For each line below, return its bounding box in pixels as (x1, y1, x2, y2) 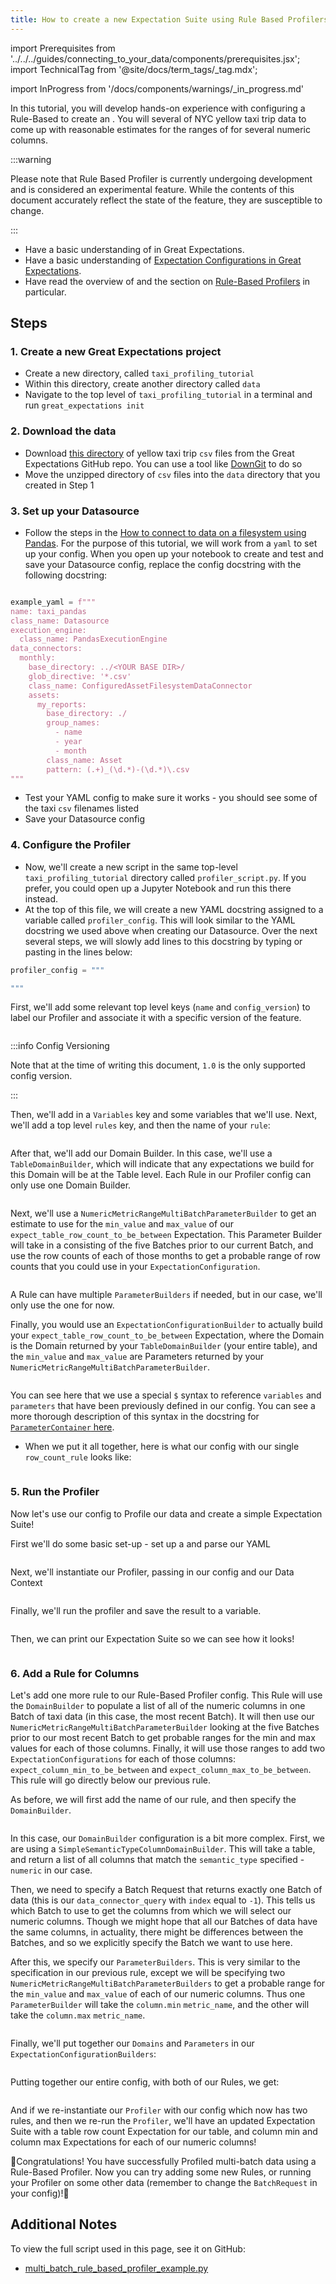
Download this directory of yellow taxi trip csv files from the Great (24, 447, 295, 459)
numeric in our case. (10, 1864, 93, 1876)
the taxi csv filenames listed (24, 802, 140, 815)
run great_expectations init (24, 399, 145, 411)
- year (54, 737, 83, 747)
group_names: (46, 718, 101, 728)
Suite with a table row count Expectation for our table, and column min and (10, 2126, 318, 2138)
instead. (24, 892, 59, 905)
